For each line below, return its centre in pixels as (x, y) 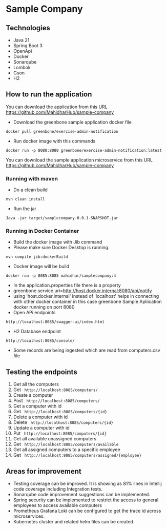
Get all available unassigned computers (55, 439)
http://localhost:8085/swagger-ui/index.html (55, 322)
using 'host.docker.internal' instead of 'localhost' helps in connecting (86, 296)
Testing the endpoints (41, 372)
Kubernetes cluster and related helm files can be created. (74, 522)
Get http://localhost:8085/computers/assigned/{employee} (77, 455)
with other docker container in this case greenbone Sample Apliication (87, 302)
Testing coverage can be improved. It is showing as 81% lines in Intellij (87, 484)
